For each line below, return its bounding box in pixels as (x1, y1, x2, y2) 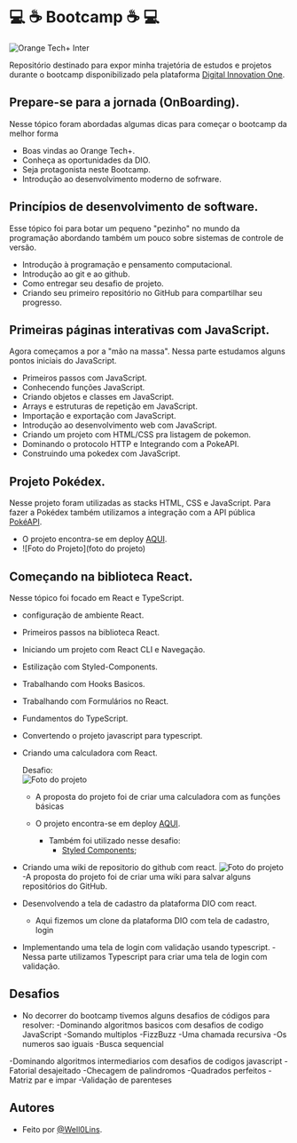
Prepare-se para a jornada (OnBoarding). (9, 95, 240, 110)
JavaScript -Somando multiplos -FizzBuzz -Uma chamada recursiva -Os (21, 1028, 287, 1040)
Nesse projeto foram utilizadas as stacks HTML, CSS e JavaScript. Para (9, 498, 271, 508)
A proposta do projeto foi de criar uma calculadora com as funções (35, 792, 281, 802)
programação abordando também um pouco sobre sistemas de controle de (9, 232, 284, 243)
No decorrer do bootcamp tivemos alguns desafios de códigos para (21, 1010, 270, 1020)
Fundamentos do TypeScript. (21, 713, 129, 723)
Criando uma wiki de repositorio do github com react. (21, 862, 217, 872)
